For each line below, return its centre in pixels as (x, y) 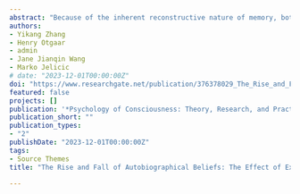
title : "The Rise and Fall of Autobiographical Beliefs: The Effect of (145, 167)
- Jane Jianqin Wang (48, 59)
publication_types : (46, 126)
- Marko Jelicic (39, 68)
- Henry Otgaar (37, 42)
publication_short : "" (51, 117)
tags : (19, 150)
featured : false (39, 92)
